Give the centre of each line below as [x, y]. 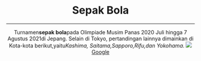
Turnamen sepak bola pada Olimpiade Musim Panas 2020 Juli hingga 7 [100, 32]
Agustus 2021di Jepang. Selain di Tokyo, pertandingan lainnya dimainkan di [100, 38]
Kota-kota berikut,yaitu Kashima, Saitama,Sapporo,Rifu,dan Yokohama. [97, 46]
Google [100, 52]
